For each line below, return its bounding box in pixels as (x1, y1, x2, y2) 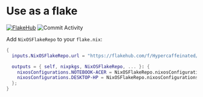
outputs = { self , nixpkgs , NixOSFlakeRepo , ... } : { (11, 63, 150, 69)
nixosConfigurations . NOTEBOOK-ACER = (17, 69, 112, 75)
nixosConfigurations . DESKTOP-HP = (17, 75, 104, 81)
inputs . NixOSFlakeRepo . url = (11, 53, 85, 59)
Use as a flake (6, 4, 78, 18)
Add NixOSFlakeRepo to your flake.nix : (6, 35, 103, 43)
